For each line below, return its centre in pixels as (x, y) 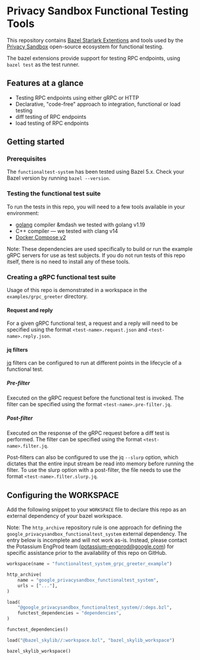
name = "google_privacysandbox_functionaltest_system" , (88, 580)
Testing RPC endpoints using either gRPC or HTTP (77, 97)
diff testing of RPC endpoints (51, 116)
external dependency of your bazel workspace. (65, 516)
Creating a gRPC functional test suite (61, 277)
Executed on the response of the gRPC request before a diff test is (88, 433)
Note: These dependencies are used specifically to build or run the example (100, 248)
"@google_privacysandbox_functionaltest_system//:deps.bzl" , (95, 607)
